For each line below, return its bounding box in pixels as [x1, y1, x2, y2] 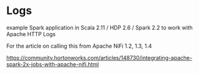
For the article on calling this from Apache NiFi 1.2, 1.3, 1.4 [6, 42, 152, 50]
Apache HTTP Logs [6, 30, 56, 37]
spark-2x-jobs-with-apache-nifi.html [6, 61, 99, 68]
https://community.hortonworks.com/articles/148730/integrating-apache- [6, 54, 193, 61]
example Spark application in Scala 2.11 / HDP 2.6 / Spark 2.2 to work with [6, 24, 193, 31]
